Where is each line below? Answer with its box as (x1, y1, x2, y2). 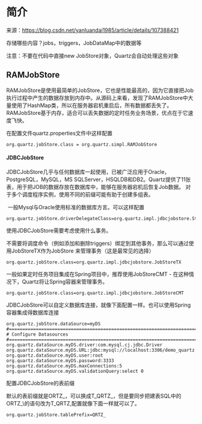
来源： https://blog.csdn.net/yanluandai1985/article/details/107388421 (6, 26, 179, 34)
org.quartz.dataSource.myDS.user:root (6, 352, 103, 358)
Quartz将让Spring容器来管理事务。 (22, 278, 108, 285)
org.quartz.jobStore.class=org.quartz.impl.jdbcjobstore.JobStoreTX (6, 259, 182, 265)
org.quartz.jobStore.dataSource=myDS (6, 321, 101, 327)
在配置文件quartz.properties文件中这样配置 (6, 129, 113, 137)
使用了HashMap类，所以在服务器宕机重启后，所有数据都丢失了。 (11, 102, 173, 109)
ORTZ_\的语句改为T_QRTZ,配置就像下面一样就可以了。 (6, 399, 140, 407)
